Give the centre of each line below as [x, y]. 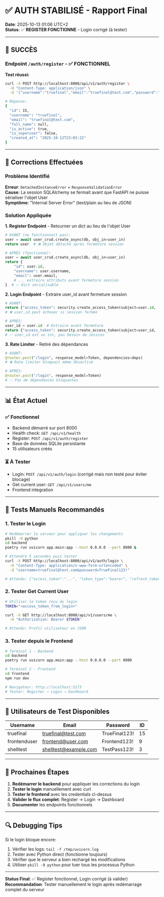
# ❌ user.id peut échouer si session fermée [51, 312]
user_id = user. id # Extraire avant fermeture [54, 326]
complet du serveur [25, 889]
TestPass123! [118, 749]
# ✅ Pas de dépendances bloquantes [42, 380]
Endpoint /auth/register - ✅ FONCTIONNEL [58, 64]
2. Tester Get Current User [37, 592]
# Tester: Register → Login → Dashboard [47, 692]
